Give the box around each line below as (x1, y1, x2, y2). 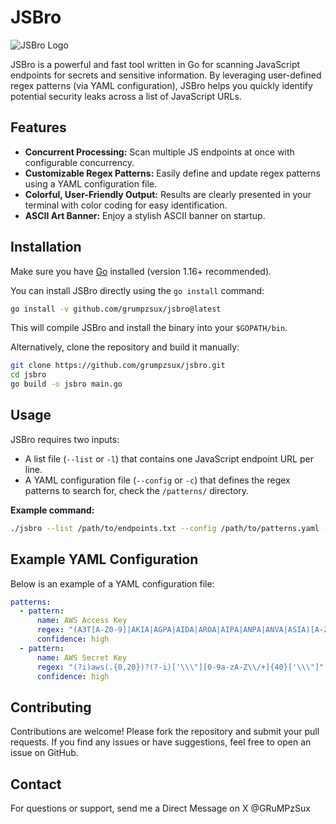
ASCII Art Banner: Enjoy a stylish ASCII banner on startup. (24, 209, 266, 221)
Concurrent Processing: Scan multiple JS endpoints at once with (24, 146, 295, 158)
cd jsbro (10, 370, 47, 380)
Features (10, 119, 67, 136)
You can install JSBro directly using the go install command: (10, 284, 265, 296)
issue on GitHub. (10, 747, 79, 759)
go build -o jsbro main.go (10, 379, 123, 390)
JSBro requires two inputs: (10, 433, 120, 445)
